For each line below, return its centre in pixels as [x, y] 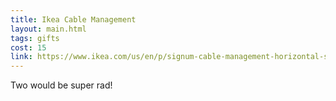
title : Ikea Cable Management [73, 19]
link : [21, 57]
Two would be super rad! [61, 85]
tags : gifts [35, 38]
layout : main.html [48, 29]
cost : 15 [28, 47]
